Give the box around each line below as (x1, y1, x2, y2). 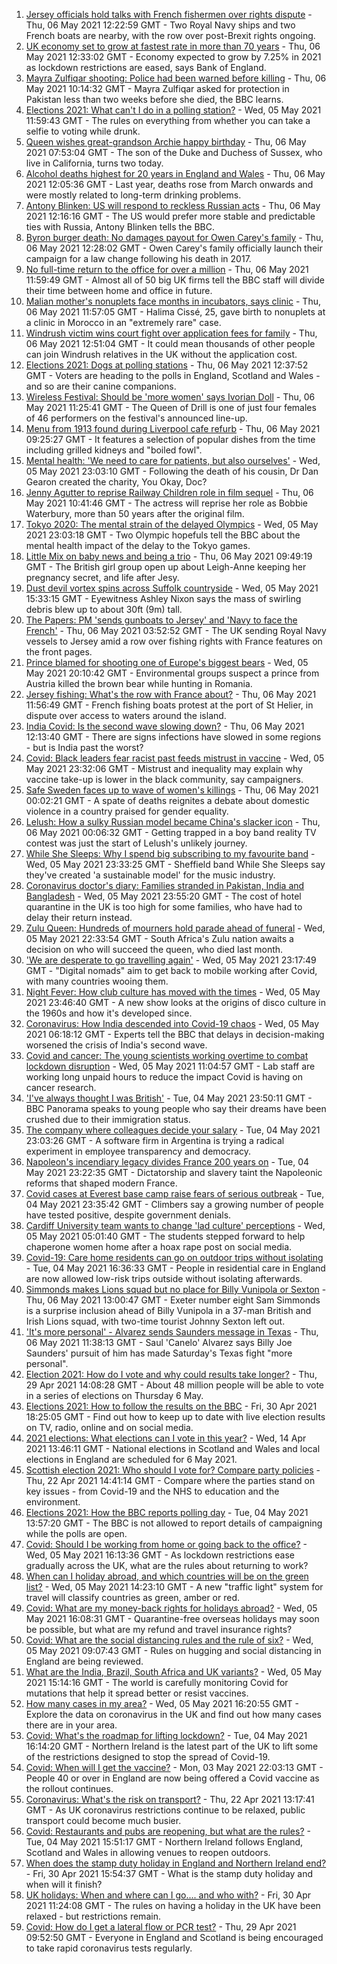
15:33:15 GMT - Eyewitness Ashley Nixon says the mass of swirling (25, 593, 302, 604)
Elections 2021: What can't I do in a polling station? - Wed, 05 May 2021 (25, 104, 322, 116)
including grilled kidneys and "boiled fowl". (25, 444, 203, 456)
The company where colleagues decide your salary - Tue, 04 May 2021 (25, 1124, 321, 1136)
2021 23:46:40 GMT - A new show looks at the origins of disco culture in (25, 997, 326, 1008)
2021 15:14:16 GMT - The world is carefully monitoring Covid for (25, 1677, 289, 1688)
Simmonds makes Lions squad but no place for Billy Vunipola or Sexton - (25, 1284, 327, 1295)
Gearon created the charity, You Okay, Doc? (25, 476, 208, 488)
